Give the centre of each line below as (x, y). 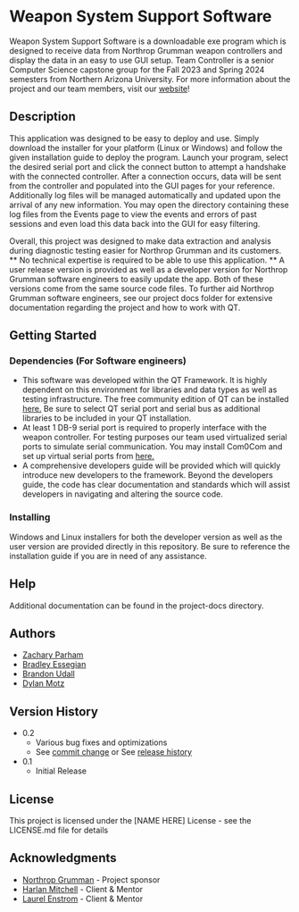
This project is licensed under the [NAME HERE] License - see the (130, 820)
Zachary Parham (53, 655)
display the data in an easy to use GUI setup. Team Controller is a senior (142, 60)
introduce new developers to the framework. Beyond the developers (148, 475)
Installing (30, 517)
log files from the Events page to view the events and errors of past (133, 214)
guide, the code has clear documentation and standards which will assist (156, 485)
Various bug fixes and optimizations (101, 742)
